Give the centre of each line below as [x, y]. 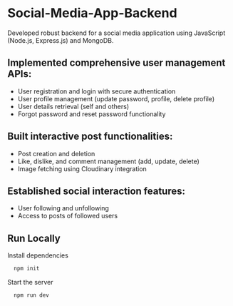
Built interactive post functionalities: [90, 137]
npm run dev [32, 295]
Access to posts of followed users [68, 216]
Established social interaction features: [96, 191]
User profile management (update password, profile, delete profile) [116, 98]
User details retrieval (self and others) [73, 106]
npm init [27, 269]
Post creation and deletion [56, 153]
